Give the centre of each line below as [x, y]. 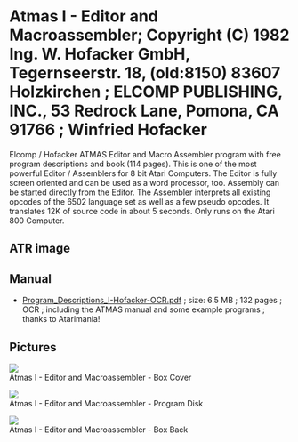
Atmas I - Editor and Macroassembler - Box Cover [101, 377]
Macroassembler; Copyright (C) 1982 [149, 35]
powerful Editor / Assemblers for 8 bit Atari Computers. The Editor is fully [143, 173]
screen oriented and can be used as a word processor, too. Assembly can [145, 182]
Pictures [33, 347]
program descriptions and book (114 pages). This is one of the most [133, 164]
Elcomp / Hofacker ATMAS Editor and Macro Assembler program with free [145, 154]
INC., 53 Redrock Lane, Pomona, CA [144, 111]
